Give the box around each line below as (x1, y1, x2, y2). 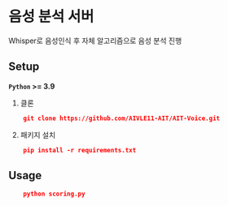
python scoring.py (23, 190, 85, 199)
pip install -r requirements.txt (23, 146, 137, 154)
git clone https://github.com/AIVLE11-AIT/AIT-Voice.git (23, 114, 221, 122)
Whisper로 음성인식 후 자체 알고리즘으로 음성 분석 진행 (8, 36, 182, 45)
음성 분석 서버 (8, 7, 94, 26)
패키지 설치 (20, 130, 56, 139)
